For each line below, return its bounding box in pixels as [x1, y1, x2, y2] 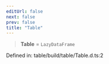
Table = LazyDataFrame [20, 41, 75, 48]
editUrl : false [6, 8, 43, 15]
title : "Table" [6, 24, 43, 31]
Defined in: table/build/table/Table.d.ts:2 [6, 52, 104, 59]
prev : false [6, 19, 35, 25]
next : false [6, 14, 35, 20]
